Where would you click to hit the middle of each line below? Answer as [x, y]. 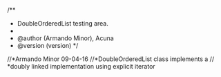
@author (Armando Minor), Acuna [65, 38]
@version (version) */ [48, 45]
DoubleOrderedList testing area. [63, 23]
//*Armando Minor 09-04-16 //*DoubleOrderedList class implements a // [111, 59]
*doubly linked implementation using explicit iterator [81, 66]
